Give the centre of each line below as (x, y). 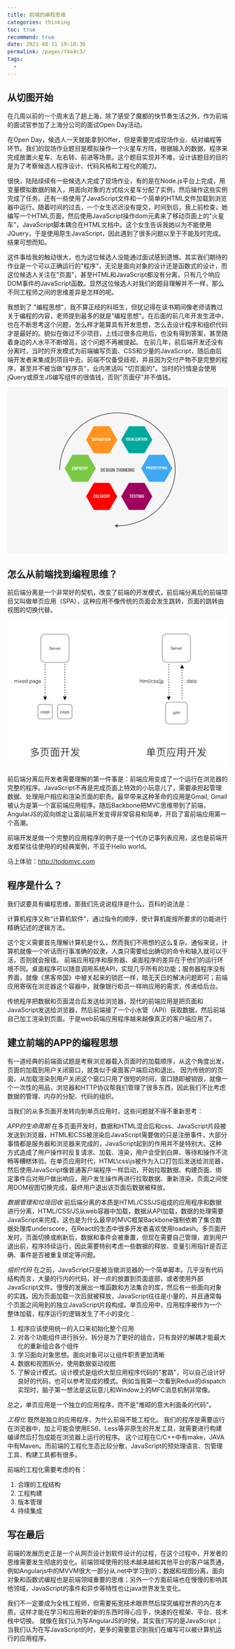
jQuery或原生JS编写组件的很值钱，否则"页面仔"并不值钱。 (91, 377)
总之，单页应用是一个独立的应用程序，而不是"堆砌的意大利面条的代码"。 (111, 1404)
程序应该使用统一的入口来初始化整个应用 (76, 1328)
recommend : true (31, 37)
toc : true (22, 29)
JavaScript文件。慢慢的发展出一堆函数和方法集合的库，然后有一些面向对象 (115, 1287)
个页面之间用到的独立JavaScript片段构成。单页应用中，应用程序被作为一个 (115, 1305)
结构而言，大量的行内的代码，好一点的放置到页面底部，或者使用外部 (105, 1278)
